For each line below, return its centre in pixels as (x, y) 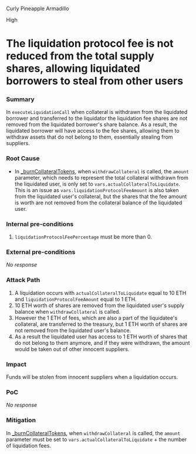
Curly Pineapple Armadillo (38, 9)
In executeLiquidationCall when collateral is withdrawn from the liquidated (97, 112)
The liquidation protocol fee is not (90, 44)
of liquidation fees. (29, 445)
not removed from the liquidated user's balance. (73, 330)
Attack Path (23, 280)
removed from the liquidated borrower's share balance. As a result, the (92, 125)
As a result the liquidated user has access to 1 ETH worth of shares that (101, 337)
